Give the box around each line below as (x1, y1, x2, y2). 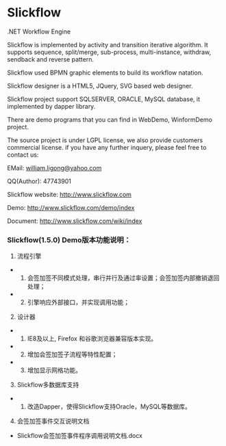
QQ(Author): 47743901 (7, 176, 72, 185)
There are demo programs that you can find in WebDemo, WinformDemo (7, 115, 212, 124)
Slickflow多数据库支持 (16, 381, 79, 389)
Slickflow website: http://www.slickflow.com (7, 190, 132, 198)
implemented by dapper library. (7, 102, 96, 110)
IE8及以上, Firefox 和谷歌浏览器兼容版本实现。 (27, 334, 158, 343)
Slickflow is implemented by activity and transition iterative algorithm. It (7, 40, 209, 49)
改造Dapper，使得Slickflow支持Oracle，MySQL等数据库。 (27, 402, 192, 411)
